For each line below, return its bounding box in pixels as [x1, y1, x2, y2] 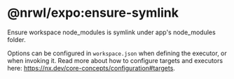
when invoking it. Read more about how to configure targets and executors [7, 56, 223, 64]
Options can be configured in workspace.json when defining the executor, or [7, 49, 228, 57]
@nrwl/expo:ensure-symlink [7, 5, 179, 21]
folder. [7, 35, 26, 43]
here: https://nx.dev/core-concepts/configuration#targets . [7, 64, 175, 72]
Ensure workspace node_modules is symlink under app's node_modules [7, 28, 216, 36]
